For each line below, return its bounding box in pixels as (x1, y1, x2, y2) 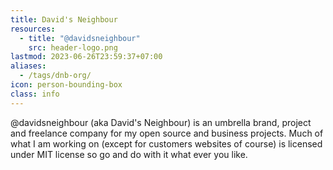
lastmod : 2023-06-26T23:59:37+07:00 (10, 52, 163, 62)
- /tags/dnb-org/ (19, 71, 92, 81)
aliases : (10, 61, 47, 71)
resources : (10, 24, 56, 34)
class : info (10, 89, 60, 99)
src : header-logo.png (28, 42, 118, 53)
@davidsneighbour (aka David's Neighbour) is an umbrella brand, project (10, 116, 312, 128)
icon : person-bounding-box (10, 80, 123, 90)
